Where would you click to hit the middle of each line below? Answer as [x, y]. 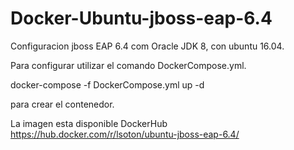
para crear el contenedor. [62, 104]
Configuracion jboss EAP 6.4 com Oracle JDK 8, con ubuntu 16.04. [147, 46]
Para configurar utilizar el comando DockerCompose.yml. [128, 65]
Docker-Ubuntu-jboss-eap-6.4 [141, 18]
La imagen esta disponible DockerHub [89, 123]
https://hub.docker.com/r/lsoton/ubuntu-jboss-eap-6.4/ [125, 134]
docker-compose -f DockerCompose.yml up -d [107, 84]
